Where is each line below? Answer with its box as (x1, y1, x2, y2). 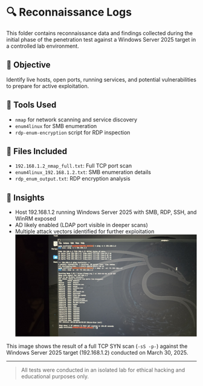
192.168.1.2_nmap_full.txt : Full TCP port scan (14, 162, 132, 170)
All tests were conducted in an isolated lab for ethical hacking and (21, 367, 185, 374)
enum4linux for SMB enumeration (14, 122, 97, 129)
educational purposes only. (21, 373, 89, 380)
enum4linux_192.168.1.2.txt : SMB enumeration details (14, 169, 151, 176)
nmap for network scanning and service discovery (14, 116, 138, 123)
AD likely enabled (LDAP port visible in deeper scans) (14, 222, 148, 229)
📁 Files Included (6, 146, 68, 156)
